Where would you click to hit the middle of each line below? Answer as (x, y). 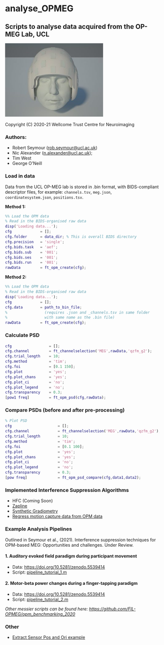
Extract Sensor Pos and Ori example (49, 637)
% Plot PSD (16, 421)
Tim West (22, 158)
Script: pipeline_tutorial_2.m (40, 599)
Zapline (20, 506)
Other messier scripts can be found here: (47, 609)
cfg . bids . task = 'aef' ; (31, 247)
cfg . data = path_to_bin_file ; (44, 307)
